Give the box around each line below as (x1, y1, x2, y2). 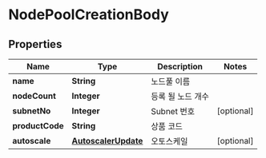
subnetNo (12, 105, 51, 117)
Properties (8, 38, 62, 51)
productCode (12, 120, 64, 131)
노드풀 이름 (151, 76, 191, 87)
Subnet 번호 (151, 106, 195, 117)
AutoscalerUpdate (71, 136, 143, 146)
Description (157, 61, 203, 72)
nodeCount (12, 90, 56, 101)
